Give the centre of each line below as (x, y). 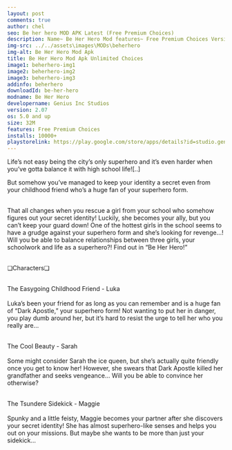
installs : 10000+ (32, 135)
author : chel (26, 26)
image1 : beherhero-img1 (41, 65)
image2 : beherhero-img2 (41, 71)
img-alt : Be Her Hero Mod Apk (51, 53)
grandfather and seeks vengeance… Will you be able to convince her (105, 376)
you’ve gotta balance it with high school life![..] (74, 169)
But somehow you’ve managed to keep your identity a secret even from (109, 182)
